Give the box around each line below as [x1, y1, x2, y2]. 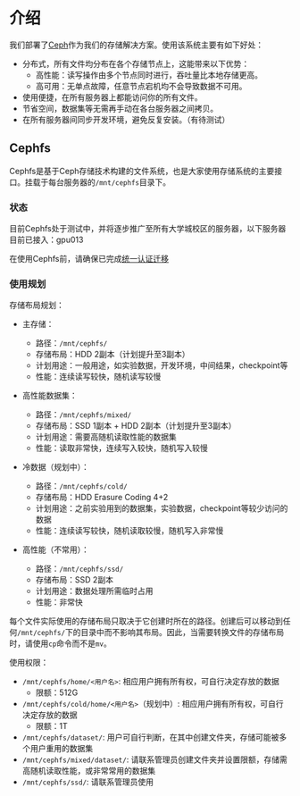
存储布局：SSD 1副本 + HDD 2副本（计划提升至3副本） [35, 421, 237, 432]
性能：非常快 [35, 597, 83, 607]
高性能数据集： [21, 390, 78, 401]
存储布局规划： [9, 300, 64, 311]
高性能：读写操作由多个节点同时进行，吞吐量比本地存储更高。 [35, 69, 263, 80]
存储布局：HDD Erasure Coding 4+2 [35, 492, 169, 503]
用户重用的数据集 [29, 743, 94, 754]
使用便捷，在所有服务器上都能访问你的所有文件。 [21, 91, 203, 103]
